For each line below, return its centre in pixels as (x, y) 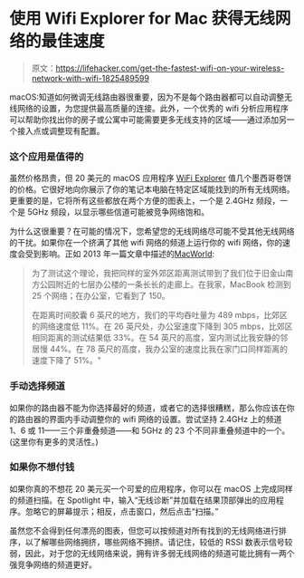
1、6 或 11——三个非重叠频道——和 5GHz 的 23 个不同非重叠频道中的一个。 (150, 430)
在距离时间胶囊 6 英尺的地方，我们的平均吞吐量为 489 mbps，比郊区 (159, 315)
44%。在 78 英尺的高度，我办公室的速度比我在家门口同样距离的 (168, 349)
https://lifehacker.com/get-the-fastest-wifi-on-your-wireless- (170, 68)
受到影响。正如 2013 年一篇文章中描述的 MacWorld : (120, 254)
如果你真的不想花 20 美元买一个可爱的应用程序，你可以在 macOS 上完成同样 (151, 488)
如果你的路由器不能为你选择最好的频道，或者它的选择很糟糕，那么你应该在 (148, 408)
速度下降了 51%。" (66, 361)
